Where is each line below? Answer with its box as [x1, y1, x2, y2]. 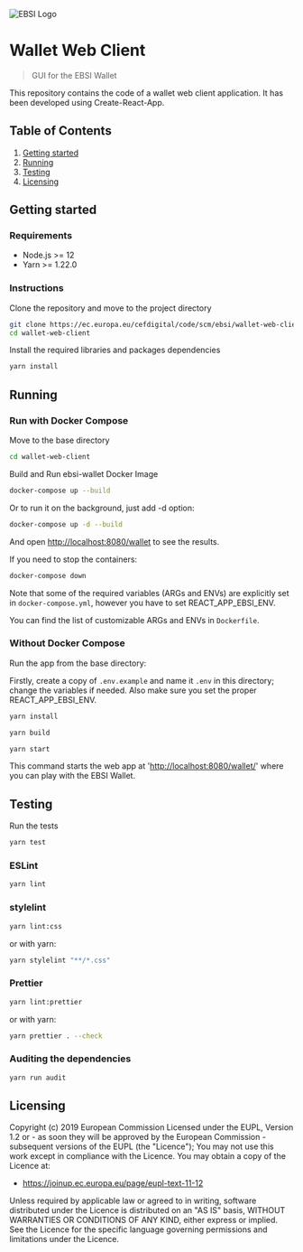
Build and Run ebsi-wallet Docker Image [9, 468, 159, 479]
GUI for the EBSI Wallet [31, 70, 117, 80]
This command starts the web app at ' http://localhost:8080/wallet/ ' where [9, 761, 284, 771]
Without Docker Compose [9, 637, 125, 649]
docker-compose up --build [9, 486, 111, 495]
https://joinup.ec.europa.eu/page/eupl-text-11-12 [22, 1178, 204, 1189]
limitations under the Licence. [9, 1234, 120, 1245]
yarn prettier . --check [9, 1031, 103, 1041]
